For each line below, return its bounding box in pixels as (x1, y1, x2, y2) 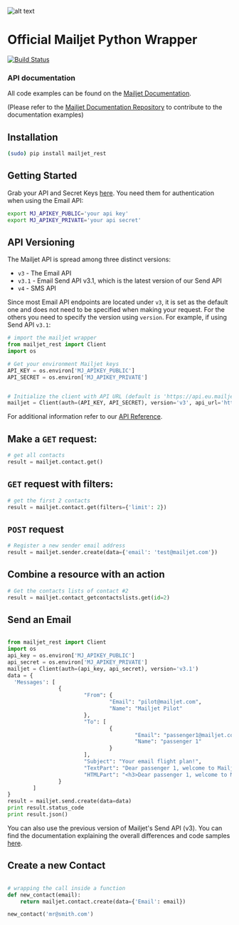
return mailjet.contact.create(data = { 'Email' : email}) (20, 898, 186, 905)
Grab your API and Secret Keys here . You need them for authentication (7, 189, 215, 197)
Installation (7, 131, 58, 143)
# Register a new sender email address (7, 542, 126, 550)
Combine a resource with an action (7, 568, 165, 580)
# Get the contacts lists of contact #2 (7, 587, 129, 595)
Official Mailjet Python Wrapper (7, 32, 198, 48)
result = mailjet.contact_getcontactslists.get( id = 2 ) (7, 594, 171, 601)
